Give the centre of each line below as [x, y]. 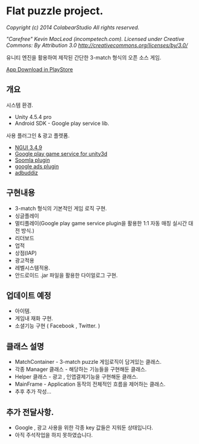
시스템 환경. [20, 105]
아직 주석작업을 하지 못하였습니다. [54, 435]
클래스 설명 [25, 346]
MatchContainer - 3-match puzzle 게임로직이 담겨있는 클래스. [88, 362]
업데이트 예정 [29, 295]
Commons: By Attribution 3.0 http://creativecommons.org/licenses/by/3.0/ [97, 45]
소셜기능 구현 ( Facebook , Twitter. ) [57, 326]
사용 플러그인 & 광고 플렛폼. [38, 136]
